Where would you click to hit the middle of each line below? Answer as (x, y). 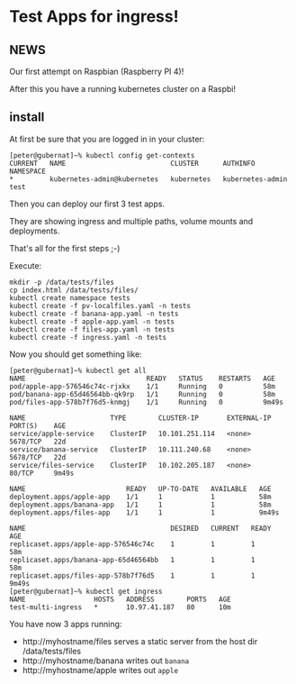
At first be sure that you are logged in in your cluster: (107, 139)
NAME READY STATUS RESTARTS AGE (143, 378)
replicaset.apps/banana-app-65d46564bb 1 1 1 (132, 560)
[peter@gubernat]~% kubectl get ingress (86, 591)
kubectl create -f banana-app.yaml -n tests (94, 314)
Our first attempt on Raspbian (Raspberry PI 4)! (97, 71)
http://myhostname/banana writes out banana (106, 661)
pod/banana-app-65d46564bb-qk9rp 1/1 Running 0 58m (143, 394)
